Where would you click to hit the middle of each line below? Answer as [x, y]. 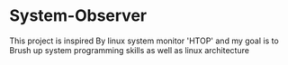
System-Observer [78, 16]
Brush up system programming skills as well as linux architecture [130, 50]
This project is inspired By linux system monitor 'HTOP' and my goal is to [144, 41]
